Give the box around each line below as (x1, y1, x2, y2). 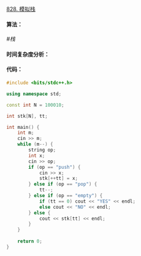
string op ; (28, 147, 56, 153)
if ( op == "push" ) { (28, 164, 81, 170)
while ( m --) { (17, 141, 53, 147)
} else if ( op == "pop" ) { (28, 181, 97, 187)
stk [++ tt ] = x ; (39, 176, 78, 182)
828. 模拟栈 (6, 6, 36, 12)
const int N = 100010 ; (6, 102, 64, 108)
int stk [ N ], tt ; (6, 113, 48, 119)
